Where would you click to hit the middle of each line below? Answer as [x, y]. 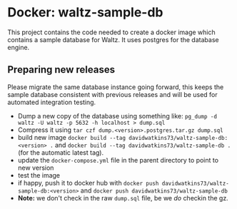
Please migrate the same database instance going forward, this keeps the [116, 87]
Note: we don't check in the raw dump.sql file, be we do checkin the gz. [123, 198]
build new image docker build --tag [72, 137]
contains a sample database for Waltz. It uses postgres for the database [113, 39]
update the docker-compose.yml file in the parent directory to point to [118, 160]
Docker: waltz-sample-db [85, 12]
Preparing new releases [61, 70]
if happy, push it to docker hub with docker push [88, 183]
